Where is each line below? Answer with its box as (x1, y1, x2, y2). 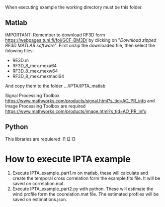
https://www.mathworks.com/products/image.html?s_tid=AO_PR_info (5, 108, 147, 114)
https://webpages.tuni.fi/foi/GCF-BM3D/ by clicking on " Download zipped (5, 37, 157, 43)
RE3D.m (12, 57, 29, 63)
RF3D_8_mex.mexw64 (12, 68, 58, 74)
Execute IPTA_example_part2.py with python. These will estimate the (12, 186, 154, 192)
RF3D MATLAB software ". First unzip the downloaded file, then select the (5, 42, 155, 48)
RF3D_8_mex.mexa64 (12, 62, 57, 69)
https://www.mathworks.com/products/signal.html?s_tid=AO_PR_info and (5, 98, 155, 103)
